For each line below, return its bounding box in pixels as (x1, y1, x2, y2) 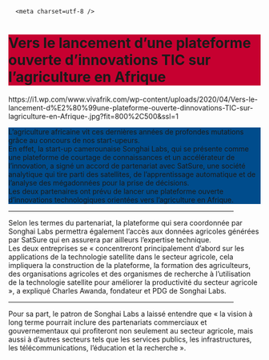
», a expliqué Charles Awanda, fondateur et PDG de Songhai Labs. (8, 286, 227, 295)
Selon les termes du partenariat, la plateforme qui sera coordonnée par (8, 218, 243, 227)
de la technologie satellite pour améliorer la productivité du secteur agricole (8, 277, 258, 287)
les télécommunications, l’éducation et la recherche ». (8, 342, 187, 352)
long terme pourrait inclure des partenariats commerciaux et (8, 317, 207, 327)
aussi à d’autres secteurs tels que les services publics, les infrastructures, (8, 334, 252, 344)
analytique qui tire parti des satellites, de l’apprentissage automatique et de (8, 169, 256, 179)
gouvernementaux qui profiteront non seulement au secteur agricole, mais (8, 326, 254, 335)
